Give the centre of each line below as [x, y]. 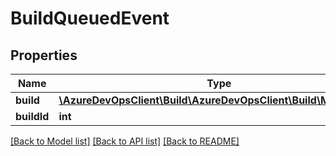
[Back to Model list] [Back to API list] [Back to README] [125, 141]
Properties [44, 55]
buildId [32, 116]
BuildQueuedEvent [90, 18]
